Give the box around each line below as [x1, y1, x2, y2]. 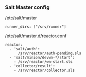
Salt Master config [5, 4, 50, 11]
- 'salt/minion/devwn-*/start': [9, 55, 75, 60]
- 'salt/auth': [9, 47, 40, 52]
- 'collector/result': [9, 64, 55, 69]
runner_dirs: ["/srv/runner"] [5, 24, 67, 29]
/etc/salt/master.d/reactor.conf [5, 33, 67, 39]
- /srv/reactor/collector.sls [14, 68, 75, 73]
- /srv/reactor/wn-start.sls [14, 59, 73, 64]
